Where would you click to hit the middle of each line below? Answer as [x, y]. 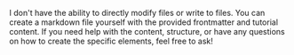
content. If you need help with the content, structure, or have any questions [147, 31]
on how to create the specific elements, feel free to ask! [111, 41]
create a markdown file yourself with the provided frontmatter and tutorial [143, 22]
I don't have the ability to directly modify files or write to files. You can [137, 13]
